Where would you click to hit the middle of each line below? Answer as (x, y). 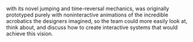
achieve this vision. (30, 34)
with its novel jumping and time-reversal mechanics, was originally (88, 9)
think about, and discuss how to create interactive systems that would (92, 27)
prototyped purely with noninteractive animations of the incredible (87, 15)
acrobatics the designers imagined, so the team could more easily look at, (97, 21)
